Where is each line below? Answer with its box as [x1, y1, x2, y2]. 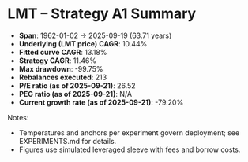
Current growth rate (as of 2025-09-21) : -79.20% [18, 98, 184, 107]
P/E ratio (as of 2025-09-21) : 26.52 [18, 80, 136, 90]
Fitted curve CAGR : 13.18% [18, 47, 107, 57]
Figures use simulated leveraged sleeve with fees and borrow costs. [18, 145, 241, 154]
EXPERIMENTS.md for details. [18, 136, 117, 145]
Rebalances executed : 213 [18, 72, 107, 82]
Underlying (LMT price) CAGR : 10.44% [18, 39, 148, 48]
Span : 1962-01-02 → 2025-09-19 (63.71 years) [18, 31, 172, 40]
